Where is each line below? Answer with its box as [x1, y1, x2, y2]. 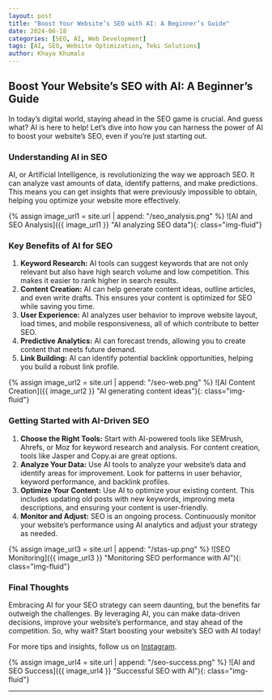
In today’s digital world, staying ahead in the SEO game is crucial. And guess [8, 114, 263, 123]
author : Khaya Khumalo [8, 49, 85, 58]
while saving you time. [19, 302, 96, 311]
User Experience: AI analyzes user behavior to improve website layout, [19, 310, 258, 320]
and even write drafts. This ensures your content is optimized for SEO [19, 293, 253, 303]
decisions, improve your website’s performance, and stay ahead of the [8, 617, 244, 627]
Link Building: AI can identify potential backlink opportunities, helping [19, 354, 253, 363]
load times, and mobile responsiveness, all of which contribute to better [19, 319, 259, 329]
